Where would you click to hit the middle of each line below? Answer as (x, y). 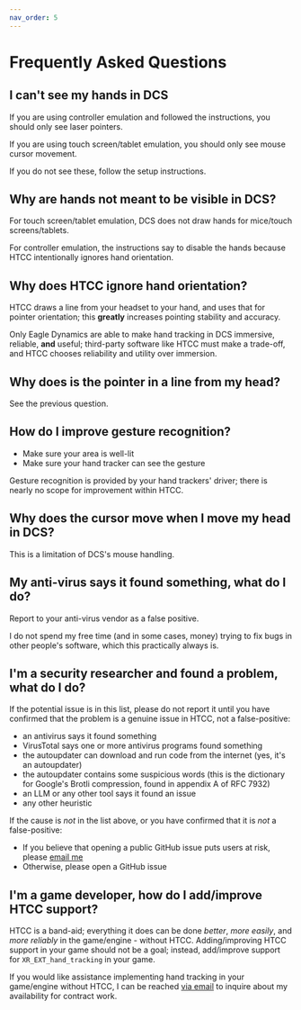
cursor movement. (43, 153)
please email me (53, 857)
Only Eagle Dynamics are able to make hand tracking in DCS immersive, (142, 335)
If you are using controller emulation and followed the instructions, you (140, 117)
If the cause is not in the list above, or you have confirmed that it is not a (143, 821)
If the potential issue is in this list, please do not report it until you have (140, 709)
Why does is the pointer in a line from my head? (145, 382)
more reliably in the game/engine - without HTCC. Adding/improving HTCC (148, 941)
